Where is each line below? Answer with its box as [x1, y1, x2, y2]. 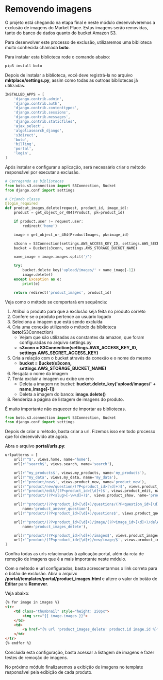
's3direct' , [14, 132, 38, 137]
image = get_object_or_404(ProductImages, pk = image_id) [14, 232, 130, 237]
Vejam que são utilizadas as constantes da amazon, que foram [19, 334, 145, 340]
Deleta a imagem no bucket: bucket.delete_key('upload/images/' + [19, 381, 156, 387]
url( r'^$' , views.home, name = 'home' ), [14, 457, 92, 462]
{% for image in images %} [5, 600, 60, 605]
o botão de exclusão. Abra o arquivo [5, 571, 78, 577]
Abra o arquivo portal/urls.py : [5, 443, 65, 449]
